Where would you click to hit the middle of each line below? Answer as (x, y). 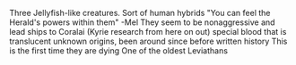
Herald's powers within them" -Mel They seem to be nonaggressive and (142, 22)
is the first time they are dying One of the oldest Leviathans (119, 51)
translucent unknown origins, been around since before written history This (148, 41)
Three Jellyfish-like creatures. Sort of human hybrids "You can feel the (140, 13)
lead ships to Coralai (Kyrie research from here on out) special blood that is (148, 32)
